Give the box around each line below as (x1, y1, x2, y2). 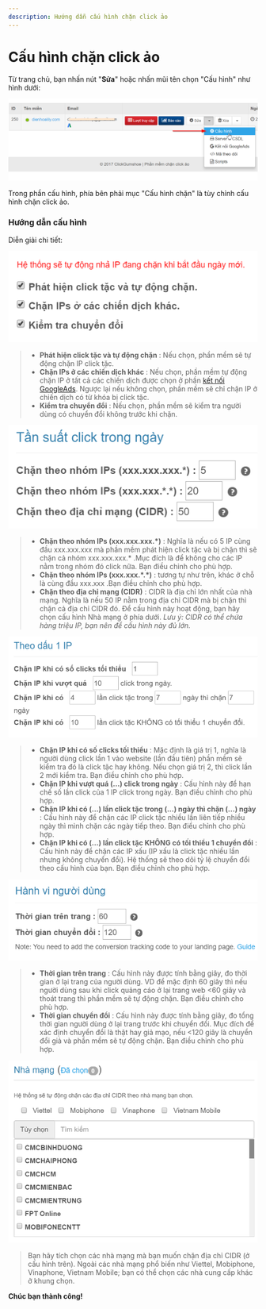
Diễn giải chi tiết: (8, 235, 63, 244)
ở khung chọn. (27, 1276, 75, 1286)
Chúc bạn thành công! (8, 1292, 83, 1301)
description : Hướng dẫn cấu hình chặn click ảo (8, 13, 169, 21)
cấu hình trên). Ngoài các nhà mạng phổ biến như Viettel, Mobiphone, (27, 1259, 256, 1269)
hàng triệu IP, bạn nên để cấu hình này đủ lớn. (39, 620, 192, 630)
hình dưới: (8, 83, 41, 92)
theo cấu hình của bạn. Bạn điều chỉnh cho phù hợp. (39, 864, 211, 873)
